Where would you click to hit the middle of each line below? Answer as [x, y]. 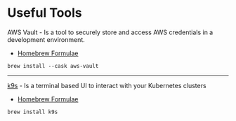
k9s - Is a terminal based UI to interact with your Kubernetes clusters [107, 85]
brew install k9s [33, 112]
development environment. [46, 39]
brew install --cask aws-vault [53, 66]
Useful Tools [45, 13]
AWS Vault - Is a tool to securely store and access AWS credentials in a [110, 32]
